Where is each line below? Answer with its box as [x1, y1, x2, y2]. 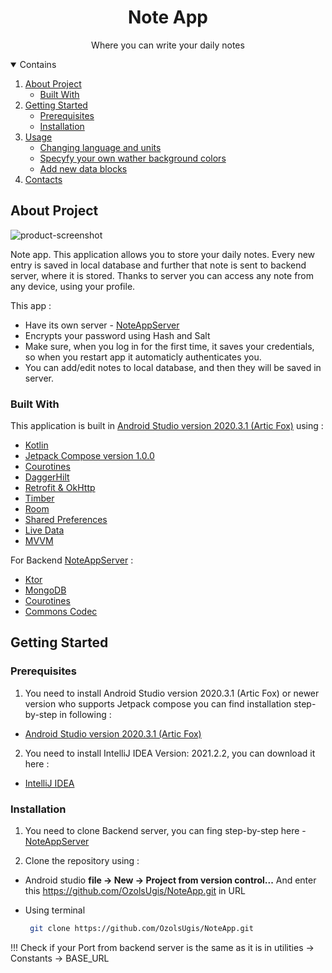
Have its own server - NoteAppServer [24, 319, 180, 331]
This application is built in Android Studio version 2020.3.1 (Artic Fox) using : [10, 420, 324, 432]
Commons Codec [24, 606, 98, 618]
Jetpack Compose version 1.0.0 [24, 450, 155, 462]
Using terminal [24, 904, 86, 916]
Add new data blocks [39, 162, 128, 175]
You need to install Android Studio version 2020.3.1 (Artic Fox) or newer [24, 687, 320, 699]
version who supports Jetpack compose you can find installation [24, 697, 292, 710]
